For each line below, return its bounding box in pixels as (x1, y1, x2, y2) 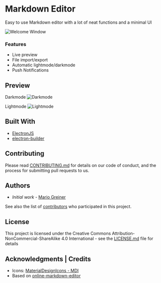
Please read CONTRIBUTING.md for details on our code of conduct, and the (5, 162, 156, 168)
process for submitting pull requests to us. (5, 167, 89, 173)
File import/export (12, 57, 48, 63)
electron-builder (12, 135, 44, 141)
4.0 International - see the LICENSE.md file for (61, 236, 154, 241)
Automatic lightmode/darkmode (12, 62, 76, 68)
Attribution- (112, 231, 135, 237)
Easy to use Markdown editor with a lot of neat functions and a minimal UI (5, 19, 152, 25)
